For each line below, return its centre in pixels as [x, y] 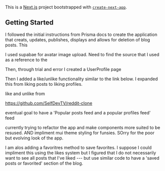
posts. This [17, 45]
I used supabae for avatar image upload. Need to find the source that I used [82, 54]
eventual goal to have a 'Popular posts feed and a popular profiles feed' [78, 112]
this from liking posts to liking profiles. [44, 84]
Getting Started [29, 22]
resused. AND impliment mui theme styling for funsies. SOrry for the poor [80, 133]
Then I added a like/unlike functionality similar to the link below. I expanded [82, 79]
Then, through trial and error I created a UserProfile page [63, 69]
